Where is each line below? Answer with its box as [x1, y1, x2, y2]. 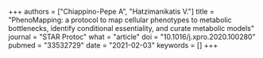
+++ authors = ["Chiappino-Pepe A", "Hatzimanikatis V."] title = [8, 7, 215, 16]
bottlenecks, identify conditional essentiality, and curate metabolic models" [8, 24, 254, 33]
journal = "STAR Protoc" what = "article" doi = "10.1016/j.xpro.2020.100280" [8, 32, 256, 41]
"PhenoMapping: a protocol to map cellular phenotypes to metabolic [8, 15, 232, 25]
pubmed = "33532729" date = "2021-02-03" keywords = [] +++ [8, 41, 219, 50]
